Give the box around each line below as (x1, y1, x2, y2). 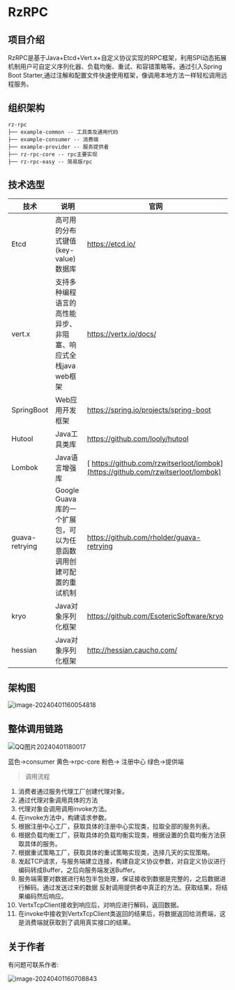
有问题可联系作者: (8, 961, 59, 969)
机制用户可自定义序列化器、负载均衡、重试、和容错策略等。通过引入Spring (8, 62, 222, 71)
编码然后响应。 (24, 892, 68, 901)
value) (55, 254, 76, 263)
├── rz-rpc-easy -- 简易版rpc (8, 158, 93, 165)
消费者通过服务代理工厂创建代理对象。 (17, 787, 128, 796)
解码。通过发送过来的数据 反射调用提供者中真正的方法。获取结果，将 (24, 883, 222, 891)
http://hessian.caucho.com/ (86, 645, 178, 655)
